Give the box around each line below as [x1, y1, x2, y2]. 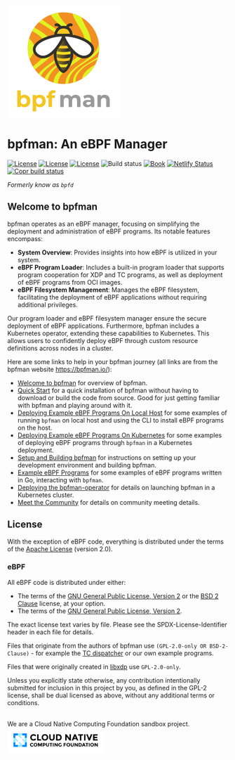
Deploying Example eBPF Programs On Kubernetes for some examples [17, 431, 222, 439]
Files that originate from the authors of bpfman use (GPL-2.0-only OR [7, 641, 207, 650]
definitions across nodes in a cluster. [7, 344, 114, 352]
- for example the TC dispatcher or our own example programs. [31, 649, 214, 657]
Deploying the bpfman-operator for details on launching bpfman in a [17, 483, 215, 491]
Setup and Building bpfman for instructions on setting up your [17, 453, 196, 462]
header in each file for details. [7, 628, 94, 636]
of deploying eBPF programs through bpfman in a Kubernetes [17, 438, 193, 446]
